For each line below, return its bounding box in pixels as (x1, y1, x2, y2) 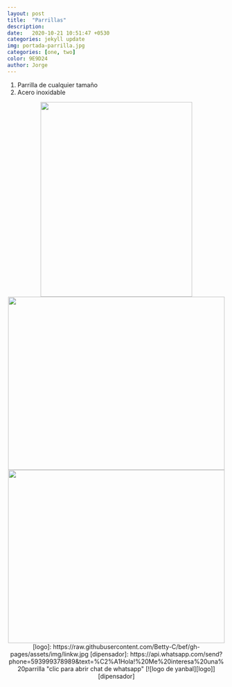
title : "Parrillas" (7, 17, 67, 24)
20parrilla (17, 664, 45, 672)
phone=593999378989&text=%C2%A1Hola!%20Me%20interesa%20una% (8, 657, 224, 666)
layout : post (7, 10, 45, 17)
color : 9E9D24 (7, 55, 48, 62)
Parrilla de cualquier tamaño (17, 80, 98, 89)
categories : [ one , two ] (7, 49, 76, 56)
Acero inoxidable (17, 88, 66, 96)
